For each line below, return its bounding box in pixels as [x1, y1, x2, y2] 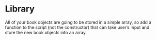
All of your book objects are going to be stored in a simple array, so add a [5, 19, 152, 25]
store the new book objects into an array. [5, 29, 87, 35]
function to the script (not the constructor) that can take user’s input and [5, 24, 150, 30]
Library [5, 3, 35, 14]
